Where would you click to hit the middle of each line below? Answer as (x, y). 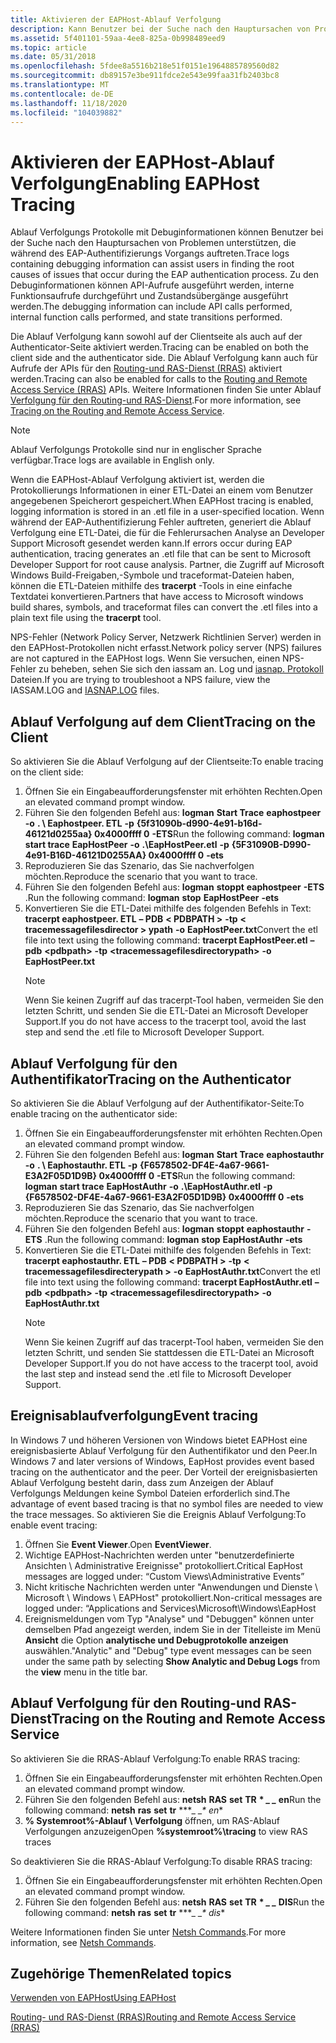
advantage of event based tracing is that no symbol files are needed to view (167, 1503)
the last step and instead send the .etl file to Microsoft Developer (158, 1373)
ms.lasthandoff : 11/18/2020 (69, 103)
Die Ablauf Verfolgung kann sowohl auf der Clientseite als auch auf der (156, 337)
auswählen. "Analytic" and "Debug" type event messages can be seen (168, 1650)
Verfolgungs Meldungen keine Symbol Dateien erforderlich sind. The (150, 1493)
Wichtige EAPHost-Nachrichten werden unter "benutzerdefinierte (159, 1555)
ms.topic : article (48, 47)
